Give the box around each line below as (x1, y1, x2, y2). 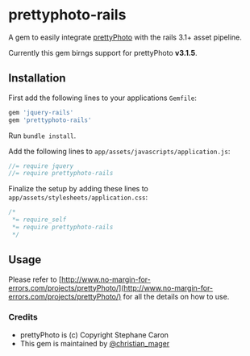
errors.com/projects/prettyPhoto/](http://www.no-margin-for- (8, 283, 214, 292)
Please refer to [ (8, 274, 62, 284)
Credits (8, 312, 38, 323)
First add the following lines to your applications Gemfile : (8, 93, 198, 103)
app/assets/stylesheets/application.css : (8, 192, 148, 203)
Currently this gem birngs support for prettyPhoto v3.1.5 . (8, 48, 198, 57)
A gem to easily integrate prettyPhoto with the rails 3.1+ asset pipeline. (8, 32, 242, 42)
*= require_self (11, 216, 67, 224)
